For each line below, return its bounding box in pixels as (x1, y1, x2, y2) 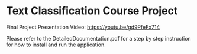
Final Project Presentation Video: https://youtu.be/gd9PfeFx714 (6, 23, 160, 31)
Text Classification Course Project (6, 4, 178, 18)
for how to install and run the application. (6, 41, 106, 48)
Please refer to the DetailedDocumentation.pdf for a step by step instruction (6, 35, 191, 42)
